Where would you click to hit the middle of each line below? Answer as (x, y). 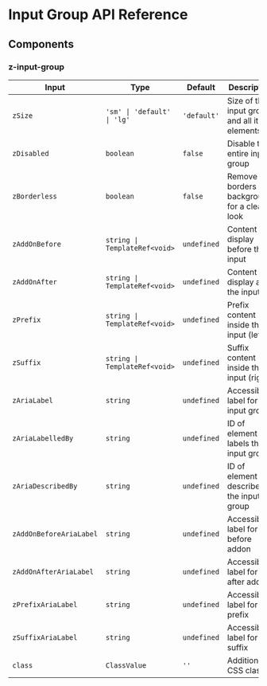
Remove (242, 176)
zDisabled (31, 153)
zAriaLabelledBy (43, 438)
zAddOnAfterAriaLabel (53, 572)
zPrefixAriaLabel (45, 604)
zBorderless (35, 196)
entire (238, 153)
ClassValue (126, 665)
